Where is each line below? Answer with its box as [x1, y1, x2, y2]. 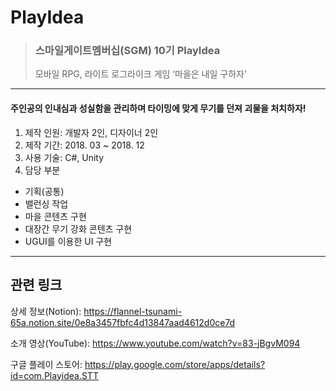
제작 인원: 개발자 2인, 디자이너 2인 [24, 126, 159, 138]
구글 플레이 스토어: [10, 358, 83, 370]
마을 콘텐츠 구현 [24, 210, 87, 222]
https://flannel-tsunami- [83, 305, 183, 317]
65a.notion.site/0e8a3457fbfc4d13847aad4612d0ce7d [10, 316, 236, 328]
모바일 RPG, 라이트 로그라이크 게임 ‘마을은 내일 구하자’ [34, 68, 247, 80]
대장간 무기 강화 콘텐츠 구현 [24, 222, 133, 235]
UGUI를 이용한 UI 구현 [24, 235, 113, 247]
